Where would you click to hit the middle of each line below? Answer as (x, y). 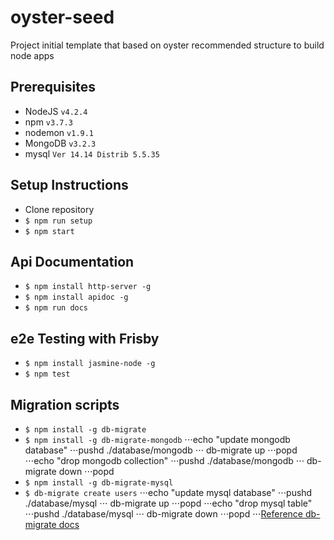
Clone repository (59, 209)
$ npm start (49, 231)
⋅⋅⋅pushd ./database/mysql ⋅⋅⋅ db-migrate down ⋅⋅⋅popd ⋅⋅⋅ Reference (164, 514)
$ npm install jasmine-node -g (90, 364)
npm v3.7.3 (48, 122)
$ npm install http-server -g (88, 287)
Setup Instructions (69, 185)
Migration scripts (65, 404)
